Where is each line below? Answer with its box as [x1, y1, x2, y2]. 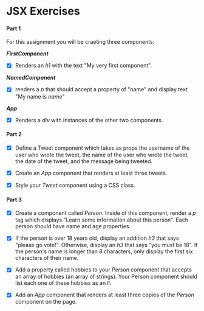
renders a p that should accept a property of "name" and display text [15, 86, 188, 93]
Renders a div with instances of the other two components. [15, 116, 163, 124]
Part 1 [6, 24, 21, 32]
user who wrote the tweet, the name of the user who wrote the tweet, [15, 151, 189, 158]
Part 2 [6, 131, 22, 138]
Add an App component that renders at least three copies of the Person [15, 291, 194, 299]
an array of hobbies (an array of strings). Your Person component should [15, 273, 197, 281]
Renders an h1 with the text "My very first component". [15, 62, 152, 69]
